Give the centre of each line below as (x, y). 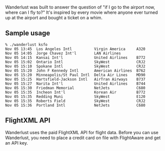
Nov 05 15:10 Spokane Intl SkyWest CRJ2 (75, 66)
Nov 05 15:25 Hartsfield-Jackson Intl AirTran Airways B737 (75, 79)
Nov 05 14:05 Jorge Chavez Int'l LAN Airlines (63, 53)
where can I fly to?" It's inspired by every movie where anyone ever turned (82, 12)
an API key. (17, 143)
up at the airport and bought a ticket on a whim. (54, 18)
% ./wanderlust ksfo (27, 45)
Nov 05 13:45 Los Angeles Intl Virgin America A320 (75, 49)
